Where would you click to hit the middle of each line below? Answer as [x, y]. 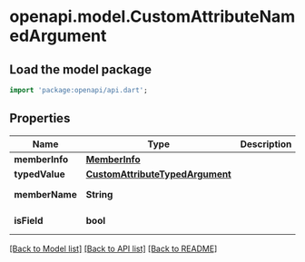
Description [266, 144]
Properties [40, 118]
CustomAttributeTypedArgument [158, 174]
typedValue [39, 174]
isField [29, 220]
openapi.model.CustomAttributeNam [152, 17]
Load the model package [81, 69]
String [99, 194]
